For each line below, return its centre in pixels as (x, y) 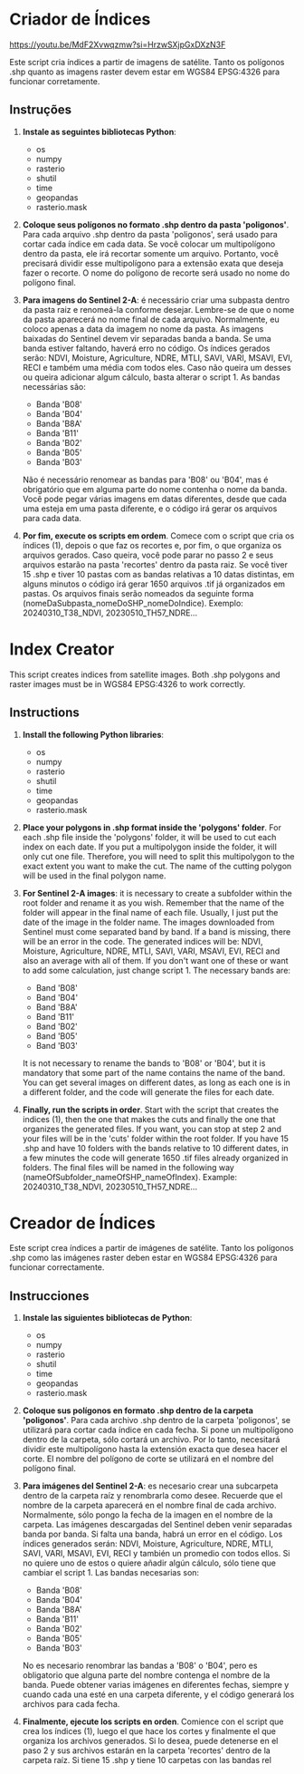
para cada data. (52, 518)
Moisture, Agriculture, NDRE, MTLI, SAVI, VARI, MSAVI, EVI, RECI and (151, 951)
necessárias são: (54, 386)
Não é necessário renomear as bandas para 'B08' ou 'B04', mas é (145, 480)
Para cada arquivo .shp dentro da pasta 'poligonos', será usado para (150, 234)
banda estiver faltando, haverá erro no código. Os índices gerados (146, 348)
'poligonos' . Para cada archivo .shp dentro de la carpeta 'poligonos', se (157, 1420)
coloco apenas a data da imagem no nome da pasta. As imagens (143, 329)
